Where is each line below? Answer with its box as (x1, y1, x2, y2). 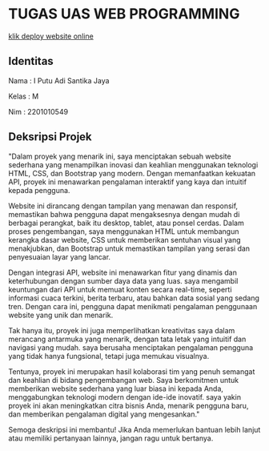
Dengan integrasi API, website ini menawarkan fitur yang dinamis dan (8, 268, 238, 277)
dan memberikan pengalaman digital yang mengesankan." (8, 409, 200, 419)
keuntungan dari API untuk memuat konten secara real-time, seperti (8, 284, 232, 294)
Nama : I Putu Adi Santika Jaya (8, 75, 110, 85)
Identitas (8, 54, 54, 68)
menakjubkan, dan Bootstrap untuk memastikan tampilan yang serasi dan (8, 244, 251, 253)
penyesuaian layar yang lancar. (8, 252, 110, 261)
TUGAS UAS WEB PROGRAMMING (8, 5, 240, 23)
